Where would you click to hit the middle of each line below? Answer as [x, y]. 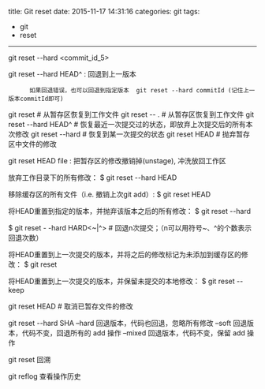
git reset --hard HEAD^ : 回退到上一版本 [72, 74]
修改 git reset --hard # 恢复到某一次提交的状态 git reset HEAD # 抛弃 [125, 134]
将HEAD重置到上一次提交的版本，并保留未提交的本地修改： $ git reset [121, 281]
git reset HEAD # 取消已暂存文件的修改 [71, 306]
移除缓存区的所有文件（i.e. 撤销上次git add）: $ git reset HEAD [110, 194]
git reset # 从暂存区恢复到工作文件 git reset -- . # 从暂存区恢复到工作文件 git [131, 114]
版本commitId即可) [36, 99]
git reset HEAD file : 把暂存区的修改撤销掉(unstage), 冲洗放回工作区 [117, 161]
